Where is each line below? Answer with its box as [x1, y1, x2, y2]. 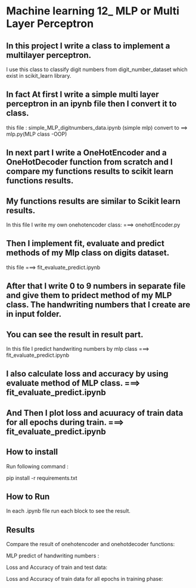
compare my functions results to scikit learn [6, 166, 174, 177]
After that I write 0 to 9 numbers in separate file [6, 281, 186, 291]
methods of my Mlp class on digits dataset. [6, 248, 170, 258]
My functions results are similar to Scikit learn [6, 196, 181, 206]
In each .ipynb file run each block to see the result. [6, 507, 131, 514]
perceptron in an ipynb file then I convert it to [6, 99, 177, 109]
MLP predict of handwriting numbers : [6, 552, 99, 559]
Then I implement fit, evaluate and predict [6, 238, 165, 249]
